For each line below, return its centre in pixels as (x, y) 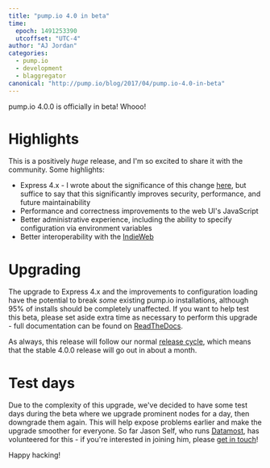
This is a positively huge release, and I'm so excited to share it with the (126, 161)
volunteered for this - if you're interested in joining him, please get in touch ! (133, 440)
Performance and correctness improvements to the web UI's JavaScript (139, 211)
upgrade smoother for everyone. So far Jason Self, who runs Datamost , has (134, 431)
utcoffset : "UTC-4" (48, 38)
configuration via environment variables (86, 228)
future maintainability (55, 203)
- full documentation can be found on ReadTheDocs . (96, 326)
